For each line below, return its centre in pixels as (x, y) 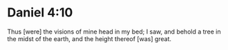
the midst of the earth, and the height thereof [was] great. (89, 38)
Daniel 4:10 (40, 13)
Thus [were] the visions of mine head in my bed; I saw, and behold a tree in (114, 32)
